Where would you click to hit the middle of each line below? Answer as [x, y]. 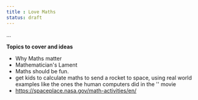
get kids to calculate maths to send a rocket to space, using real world [104, 78]
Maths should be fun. [42, 71]
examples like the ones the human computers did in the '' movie [95, 84]
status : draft [24, 18]
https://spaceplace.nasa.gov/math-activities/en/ [76, 90]
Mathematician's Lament [46, 65]
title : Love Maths [31, 12]
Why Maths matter [38, 58]
